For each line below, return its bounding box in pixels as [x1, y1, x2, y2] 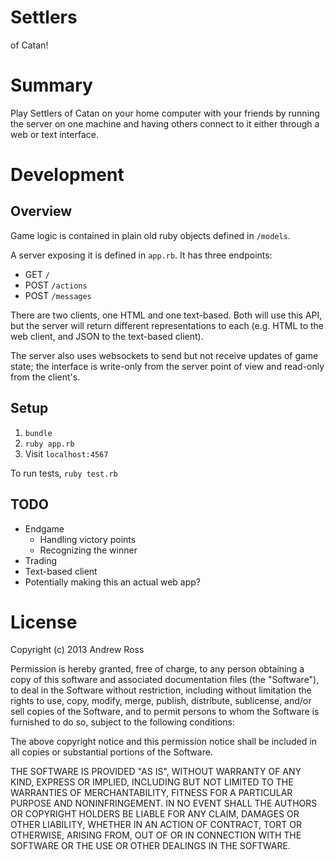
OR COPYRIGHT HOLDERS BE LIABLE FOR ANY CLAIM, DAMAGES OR [10, 808, 300, 820]
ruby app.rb [24, 439, 75, 449]
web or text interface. [10, 128, 99, 140]
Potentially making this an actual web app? [24, 576, 202, 588]
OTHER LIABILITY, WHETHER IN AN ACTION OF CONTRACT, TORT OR [10, 819, 302, 831]
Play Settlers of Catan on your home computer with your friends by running [10, 107, 320, 119]
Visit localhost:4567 [24, 447, 109, 460]
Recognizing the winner [39, 544, 138, 556]
